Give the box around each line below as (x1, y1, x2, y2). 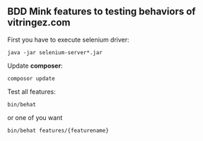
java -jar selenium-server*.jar (7, 49, 103, 56)
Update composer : (7, 61, 63, 70)
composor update (7, 75, 55, 82)
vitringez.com (7, 17, 71, 29)
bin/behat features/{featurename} (7, 127, 110, 134)
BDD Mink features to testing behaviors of (7, 6, 196, 18)
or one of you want (7, 113, 63, 122)
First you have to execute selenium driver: (7, 35, 129, 44)
